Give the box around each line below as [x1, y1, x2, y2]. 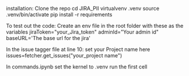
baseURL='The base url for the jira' [6, 35, 90, 41]
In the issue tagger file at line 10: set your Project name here [6, 46, 150, 53]
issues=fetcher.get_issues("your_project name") [6, 52, 123, 59]
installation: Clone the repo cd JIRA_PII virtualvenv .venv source [6, 5, 159, 12]
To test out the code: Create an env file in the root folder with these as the [6, 23, 184, 29]
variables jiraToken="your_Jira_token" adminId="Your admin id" [6, 28, 159, 35]
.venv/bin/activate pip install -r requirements [6, 11, 113, 18]
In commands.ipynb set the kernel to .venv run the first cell [6, 63, 148, 70]
